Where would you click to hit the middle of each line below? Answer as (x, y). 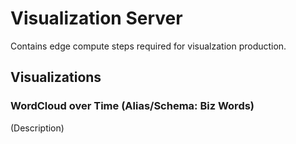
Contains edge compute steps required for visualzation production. (148, 46)
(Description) (37, 128)
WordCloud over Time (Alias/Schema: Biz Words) (132, 106)
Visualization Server (96, 18)
